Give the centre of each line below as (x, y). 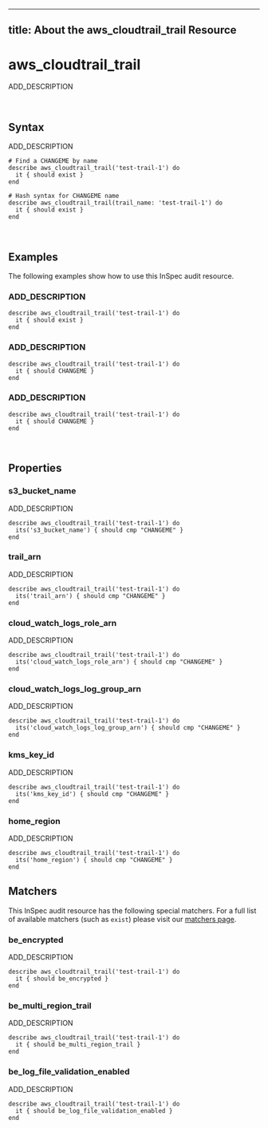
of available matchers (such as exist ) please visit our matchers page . (122, 919)
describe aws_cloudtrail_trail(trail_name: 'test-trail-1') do (116, 203)
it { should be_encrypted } (62, 979)
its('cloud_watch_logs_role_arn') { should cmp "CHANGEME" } (119, 662)
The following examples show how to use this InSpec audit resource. (121, 275)
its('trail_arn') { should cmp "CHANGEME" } (91, 596)
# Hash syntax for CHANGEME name (64, 196)
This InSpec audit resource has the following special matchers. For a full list (132, 910)
